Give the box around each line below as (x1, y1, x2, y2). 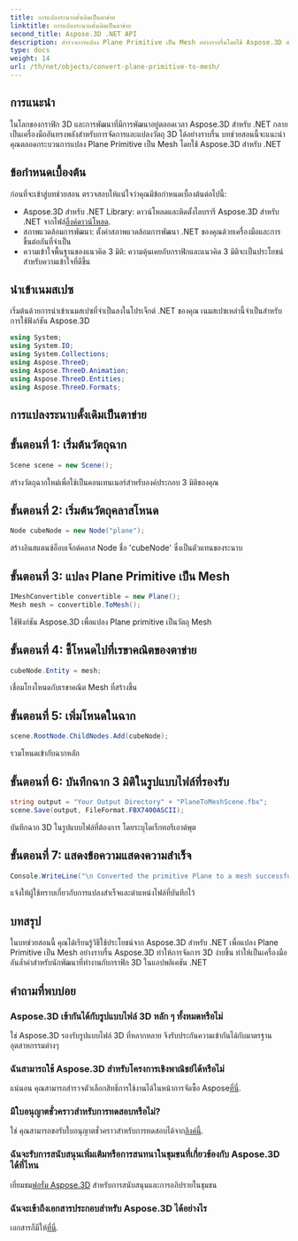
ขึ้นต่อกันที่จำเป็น (22, 236, 72, 246)
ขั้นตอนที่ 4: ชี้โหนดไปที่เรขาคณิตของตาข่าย (10, 643, 197, 658)
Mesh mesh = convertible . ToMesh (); (10, 600, 141, 609)
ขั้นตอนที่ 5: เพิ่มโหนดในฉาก (10, 708, 136, 723)
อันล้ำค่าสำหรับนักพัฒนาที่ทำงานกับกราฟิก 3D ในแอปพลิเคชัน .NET (10, 958, 208, 968)
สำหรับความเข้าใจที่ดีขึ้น (22, 256, 91, 267)
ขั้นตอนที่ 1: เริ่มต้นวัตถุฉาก (10, 438, 127, 453)
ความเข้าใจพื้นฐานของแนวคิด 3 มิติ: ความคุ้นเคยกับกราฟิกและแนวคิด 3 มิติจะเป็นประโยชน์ (22, 245, 284, 257)
